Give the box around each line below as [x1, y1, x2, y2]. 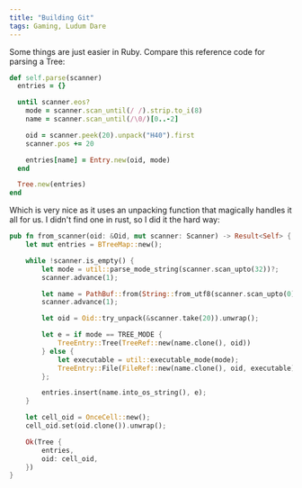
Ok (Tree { [25, 438, 63, 447]
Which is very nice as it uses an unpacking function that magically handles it [9, 204, 292, 216]
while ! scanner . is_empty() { [25, 256, 135, 266]
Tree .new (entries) [17, 180, 87, 189]
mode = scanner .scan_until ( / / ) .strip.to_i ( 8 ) [25, 106, 203, 115]
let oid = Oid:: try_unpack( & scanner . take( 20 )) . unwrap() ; [41, 314, 259, 323]
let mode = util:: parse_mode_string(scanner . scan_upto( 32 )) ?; [41, 265, 280, 274]
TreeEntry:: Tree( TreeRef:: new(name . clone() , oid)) [57, 339, 252, 348]
